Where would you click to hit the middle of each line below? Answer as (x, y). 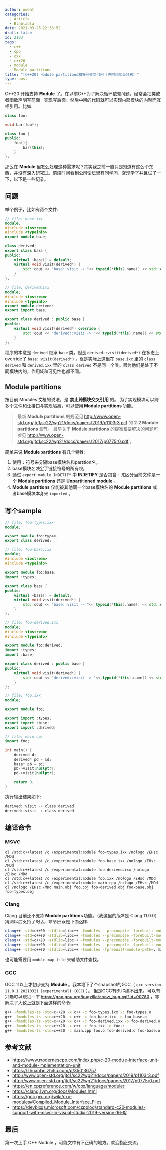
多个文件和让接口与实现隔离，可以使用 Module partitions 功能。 (70, 406)
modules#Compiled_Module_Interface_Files (57, 1102)
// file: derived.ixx (27, 287)
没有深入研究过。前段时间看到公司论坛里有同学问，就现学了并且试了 (87, 173)
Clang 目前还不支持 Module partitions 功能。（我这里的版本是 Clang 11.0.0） (82, 916)
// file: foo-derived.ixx (32, 622)
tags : (11, 42)
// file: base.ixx (24, 219)
